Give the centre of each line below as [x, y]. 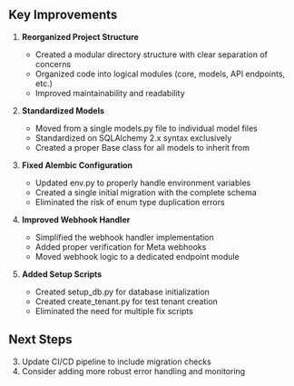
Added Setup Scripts [62, 274]
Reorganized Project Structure [80, 36]
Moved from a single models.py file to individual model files [146, 128]
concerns [53, 64]
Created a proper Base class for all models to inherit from [142, 147]
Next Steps [40, 340]
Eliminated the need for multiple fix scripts [114, 311]
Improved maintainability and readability [110, 93]
